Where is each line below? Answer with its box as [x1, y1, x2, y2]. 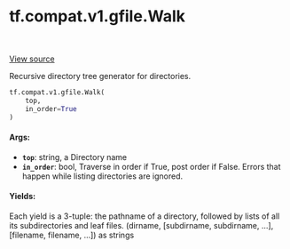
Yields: [9, 191, 36, 202]
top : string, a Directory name [21, 151, 128, 162]
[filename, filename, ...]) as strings [9, 229, 135, 240]
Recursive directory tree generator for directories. [9, 70, 192, 81]
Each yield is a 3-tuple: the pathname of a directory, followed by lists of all [9, 211, 280, 221]
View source [9, 53, 55, 64]
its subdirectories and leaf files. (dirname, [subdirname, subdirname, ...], [9, 220, 274, 230]
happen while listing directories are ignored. [21, 171, 184, 181]
